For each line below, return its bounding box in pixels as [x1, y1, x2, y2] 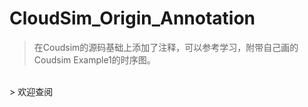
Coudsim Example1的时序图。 [33, 53, 156, 66]
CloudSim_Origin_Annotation [9, 7, 256, 30]
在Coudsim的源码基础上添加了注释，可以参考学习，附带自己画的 [33, 41, 299, 53]
